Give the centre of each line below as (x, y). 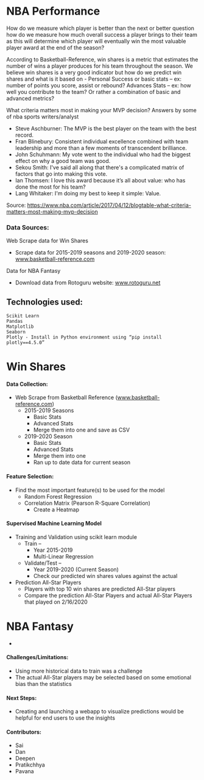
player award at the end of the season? (55, 48)
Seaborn (16, 332)
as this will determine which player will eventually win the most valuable (96, 41)
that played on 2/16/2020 (56, 602)
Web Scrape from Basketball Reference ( (66, 397)
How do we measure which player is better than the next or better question (100, 28)
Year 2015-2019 (53, 550)
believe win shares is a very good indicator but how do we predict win (94, 72)
